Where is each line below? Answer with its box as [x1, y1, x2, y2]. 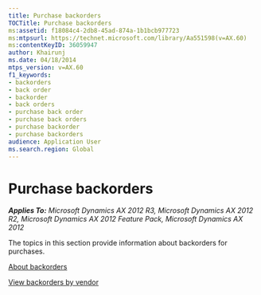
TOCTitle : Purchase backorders [8, 19, 112, 27]
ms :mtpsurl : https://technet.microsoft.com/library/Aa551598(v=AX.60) [8, 33, 247, 42]
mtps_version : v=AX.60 [8, 64, 84, 72]
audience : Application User [8, 137, 102, 146]
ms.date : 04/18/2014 [8, 57, 77, 65]
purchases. [8, 246, 45, 256]
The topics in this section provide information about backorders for [8, 238, 228, 248]
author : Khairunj [8, 49, 66, 57]
